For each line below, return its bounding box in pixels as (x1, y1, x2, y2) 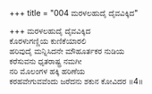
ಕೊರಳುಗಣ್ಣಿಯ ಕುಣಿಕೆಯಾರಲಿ (9, 36, 87, 46)
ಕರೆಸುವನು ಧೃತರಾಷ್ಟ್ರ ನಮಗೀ (9, 56, 82, 66)
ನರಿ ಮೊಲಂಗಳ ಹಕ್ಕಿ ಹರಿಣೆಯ (9, 66, 86, 76)
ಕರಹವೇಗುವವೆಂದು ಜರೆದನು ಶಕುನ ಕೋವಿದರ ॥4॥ (9, 76, 144, 86)
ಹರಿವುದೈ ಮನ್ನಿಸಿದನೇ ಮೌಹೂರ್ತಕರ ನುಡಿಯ (9, 46, 125, 56)
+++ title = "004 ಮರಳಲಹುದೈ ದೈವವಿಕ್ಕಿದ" (9, 8, 139, 18)
